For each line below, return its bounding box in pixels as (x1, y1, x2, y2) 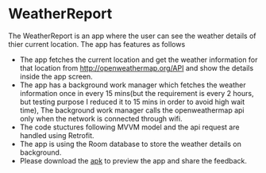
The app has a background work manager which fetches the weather (19, 80, 246, 90)
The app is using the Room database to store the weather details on (19, 139, 242, 148)
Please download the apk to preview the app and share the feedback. (19, 156, 248, 165)
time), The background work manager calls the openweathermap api (19, 105, 245, 115)
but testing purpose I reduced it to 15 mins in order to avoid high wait (19, 97, 245, 106)
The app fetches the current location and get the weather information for (19, 55, 258, 64)
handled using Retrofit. (19, 130, 94, 140)
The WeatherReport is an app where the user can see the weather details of (8, 31, 256, 40)
